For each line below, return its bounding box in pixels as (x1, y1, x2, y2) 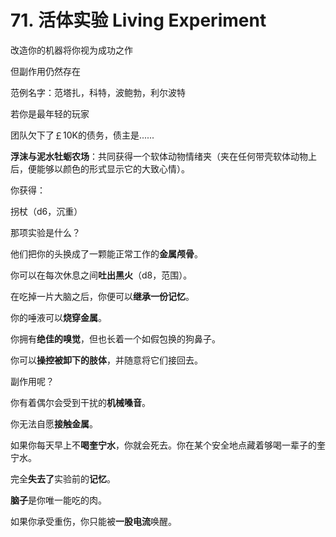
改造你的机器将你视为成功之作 (10, 44, 133, 56)
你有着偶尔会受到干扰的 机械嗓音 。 (10, 396, 151, 408)
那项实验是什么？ (10, 226, 81, 238)
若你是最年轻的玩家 (10, 107, 90, 120)
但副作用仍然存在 (10, 65, 81, 77)
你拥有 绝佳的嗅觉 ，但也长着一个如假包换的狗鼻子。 (10, 332, 221, 345)
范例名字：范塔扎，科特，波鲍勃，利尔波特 (10, 86, 186, 98)
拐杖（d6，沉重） (10, 205, 83, 217)
